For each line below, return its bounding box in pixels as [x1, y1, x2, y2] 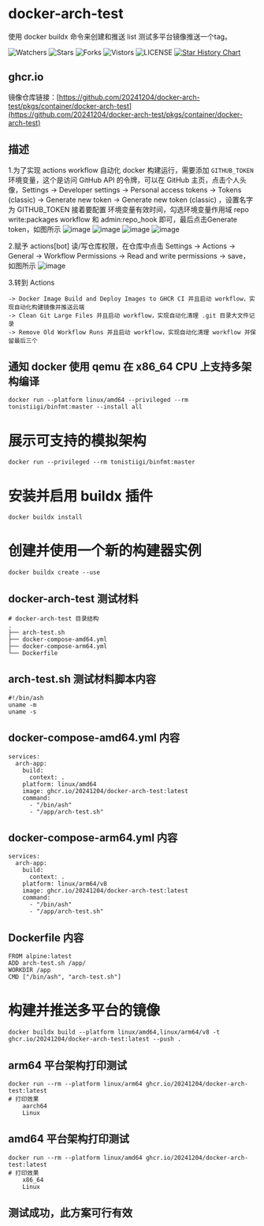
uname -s [8, 707, 37, 716]
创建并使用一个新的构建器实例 [8, 542, 203, 560]
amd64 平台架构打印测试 [8, 1132, 130, 1146]
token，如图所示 [8, 224, 61, 233]
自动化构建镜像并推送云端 [13, 303, 85, 311]
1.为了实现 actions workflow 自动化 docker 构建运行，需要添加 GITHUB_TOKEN [8, 165, 254, 174]
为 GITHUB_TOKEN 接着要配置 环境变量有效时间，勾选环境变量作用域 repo [8, 204, 250, 214]
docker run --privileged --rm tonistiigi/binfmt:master [8, 458, 195, 466]
